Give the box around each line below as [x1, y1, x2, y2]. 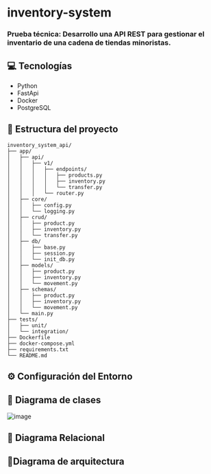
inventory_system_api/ [7, 142, 72, 148]
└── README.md [7, 352, 48, 359]
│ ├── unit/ [7, 321, 48, 329]
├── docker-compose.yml [7, 340, 75, 347]
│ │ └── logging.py [7, 207, 75, 214]
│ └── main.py [7, 310, 53, 317]
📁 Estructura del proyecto [7, 124, 119, 135]
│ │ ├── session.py [7, 249, 75, 257]
